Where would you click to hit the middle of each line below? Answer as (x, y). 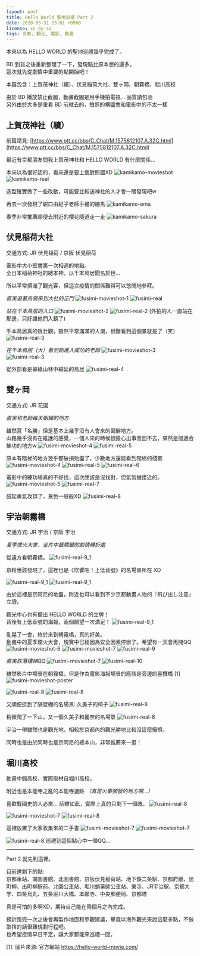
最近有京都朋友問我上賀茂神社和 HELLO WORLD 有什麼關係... (81, 159)
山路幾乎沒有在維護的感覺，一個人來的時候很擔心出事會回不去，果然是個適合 (100, 438)
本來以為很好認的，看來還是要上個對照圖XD (60, 172)
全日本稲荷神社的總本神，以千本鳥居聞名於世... (63, 273)
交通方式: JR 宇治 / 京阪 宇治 (41, 532)
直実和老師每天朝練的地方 (37, 417)
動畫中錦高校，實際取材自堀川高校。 (51, 778)
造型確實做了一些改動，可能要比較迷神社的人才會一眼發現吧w (81, 191)
